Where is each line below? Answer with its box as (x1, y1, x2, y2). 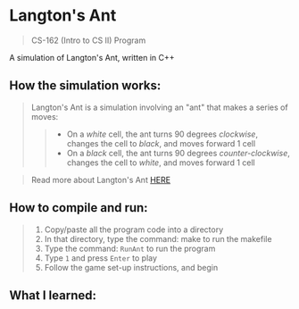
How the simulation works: (9, 78, 162, 94)
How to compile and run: (9, 200, 149, 215)
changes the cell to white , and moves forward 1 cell (66, 157, 256, 168)
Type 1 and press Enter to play (44, 252, 158, 263)
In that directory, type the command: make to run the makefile (44, 233, 272, 244)
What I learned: (9, 288, 96, 303)
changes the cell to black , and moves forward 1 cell (66, 138, 256, 148)
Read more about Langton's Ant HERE (30, 174, 171, 185)
